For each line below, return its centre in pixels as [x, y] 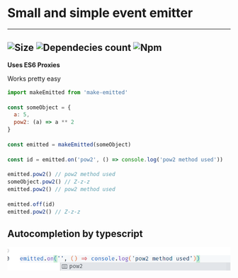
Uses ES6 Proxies [34, 64]
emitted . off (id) [31, 204]
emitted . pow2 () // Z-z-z [44, 212]
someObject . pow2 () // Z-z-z [49, 182]
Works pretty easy [34, 79]
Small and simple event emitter [100, 13]
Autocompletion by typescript [75, 234]
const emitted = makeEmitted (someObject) [69, 144]
